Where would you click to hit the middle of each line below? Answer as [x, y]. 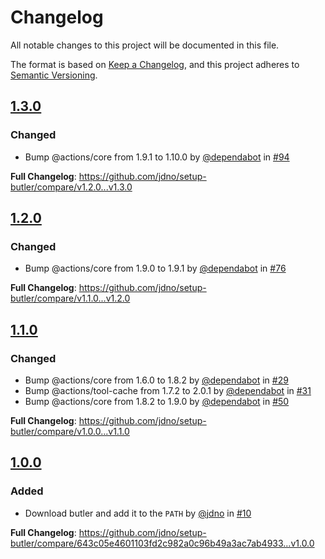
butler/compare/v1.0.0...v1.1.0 [70, 431]
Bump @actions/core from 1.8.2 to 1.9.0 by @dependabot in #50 [157, 401]
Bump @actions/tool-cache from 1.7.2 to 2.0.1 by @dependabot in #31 [168, 390]
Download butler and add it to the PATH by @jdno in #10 [138, 513]
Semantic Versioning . [54, 75]
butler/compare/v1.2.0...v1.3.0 [71, 187]
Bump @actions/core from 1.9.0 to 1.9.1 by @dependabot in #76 [155, 268]
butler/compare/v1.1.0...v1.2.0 [70, 298]
